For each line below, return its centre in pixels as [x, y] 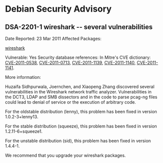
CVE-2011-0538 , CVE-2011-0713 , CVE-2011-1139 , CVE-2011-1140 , [70, 63]
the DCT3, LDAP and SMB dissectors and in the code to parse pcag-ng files [81, 97]
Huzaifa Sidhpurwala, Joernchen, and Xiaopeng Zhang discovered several [80, 87]
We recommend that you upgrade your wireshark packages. [65, 155]
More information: [23, 77]
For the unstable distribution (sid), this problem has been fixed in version [78, 141]
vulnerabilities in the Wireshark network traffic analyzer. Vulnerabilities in [78, 92]
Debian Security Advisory [58, 9]
